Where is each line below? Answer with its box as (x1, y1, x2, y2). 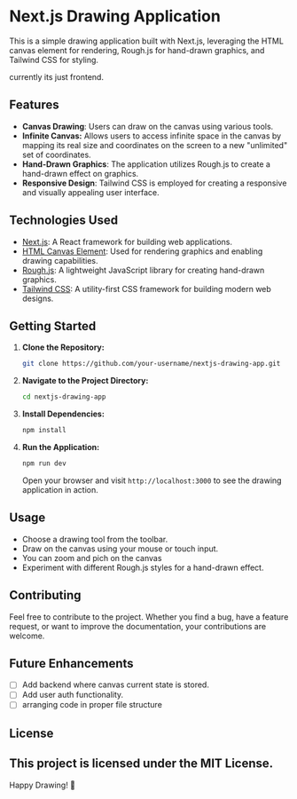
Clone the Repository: (21, 342, 105, 352)
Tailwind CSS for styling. (9, 54, 99, 65)
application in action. (21, 484, 99, 494)
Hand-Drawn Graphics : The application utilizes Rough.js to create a (21, 158, 270, 170)
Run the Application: (21, 442, 100, 452)
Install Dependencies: (21, 408, 105, 419)
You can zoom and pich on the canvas (21, 552, 162, 563)
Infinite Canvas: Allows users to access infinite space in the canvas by (21, 131, 282, 141)
